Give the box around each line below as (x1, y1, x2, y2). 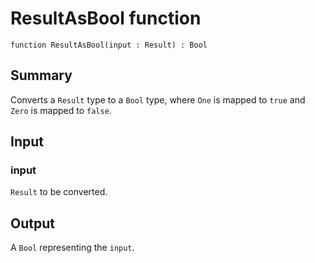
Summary (10, 67, 73, 84)
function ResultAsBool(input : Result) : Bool (10, 40, 208, 50)
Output (10, 215, 55, 232)
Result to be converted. (10, 186, 108, 198)
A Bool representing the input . (10, 242, 135, 254)
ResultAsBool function (10, 7, 202, 30)
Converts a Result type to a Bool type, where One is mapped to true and (10, 93, 306, 106)
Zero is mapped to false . (10, 104, 112, 116)
